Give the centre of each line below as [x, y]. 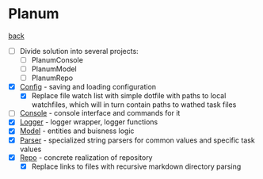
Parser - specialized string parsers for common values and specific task [137, 140]
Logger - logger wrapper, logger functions [89, 122]
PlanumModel [54, 69]
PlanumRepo [52, 78]
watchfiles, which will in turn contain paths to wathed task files [134, 105]
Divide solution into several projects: [79, 51]
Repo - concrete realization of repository [86, 157]
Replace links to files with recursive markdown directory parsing [136, 166]
